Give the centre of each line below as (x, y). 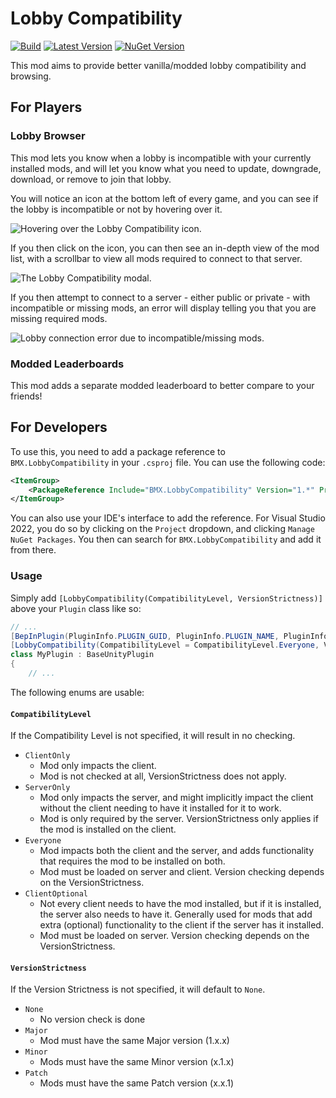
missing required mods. (59, 318)
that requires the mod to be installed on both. (132, 861)
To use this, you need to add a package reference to (118, 451)
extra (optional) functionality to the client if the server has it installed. (181, 925)
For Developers (59, 427)
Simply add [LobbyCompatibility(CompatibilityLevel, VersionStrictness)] (166, 598)
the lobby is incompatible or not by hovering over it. (116, 209)
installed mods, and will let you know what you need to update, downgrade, (166, 168)
